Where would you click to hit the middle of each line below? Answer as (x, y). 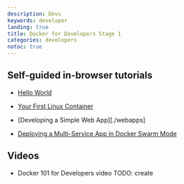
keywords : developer (38, 21)
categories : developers (42, 40)
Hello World (35, 92)
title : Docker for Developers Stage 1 (64, 34)
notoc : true (25, 47)
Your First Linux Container (55, 106)
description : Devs (34, 14)
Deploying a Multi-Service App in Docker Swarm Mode (97, 133)
